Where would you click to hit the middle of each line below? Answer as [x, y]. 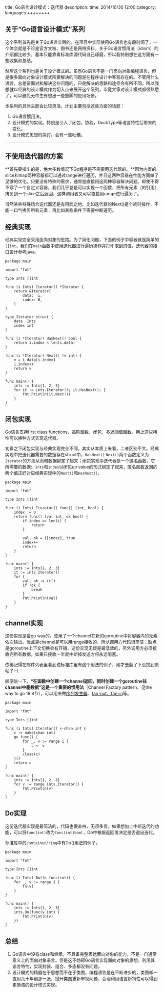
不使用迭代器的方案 [34, 156]
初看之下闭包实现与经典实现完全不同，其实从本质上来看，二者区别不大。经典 [82, 448]
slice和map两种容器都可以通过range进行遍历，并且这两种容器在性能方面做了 [82, 175]
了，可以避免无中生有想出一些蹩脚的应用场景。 [52, 95]
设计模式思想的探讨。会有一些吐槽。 [49, 134]
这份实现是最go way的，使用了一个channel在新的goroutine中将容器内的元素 [81, 636]
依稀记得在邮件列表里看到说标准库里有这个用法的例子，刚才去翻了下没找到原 [82, 665]
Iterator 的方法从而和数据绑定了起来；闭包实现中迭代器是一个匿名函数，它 [80, 461]
